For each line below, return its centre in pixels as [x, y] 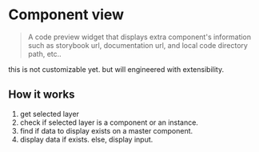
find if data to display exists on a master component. [106, 130]
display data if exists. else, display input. [86, 139]
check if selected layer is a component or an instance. [109, 122]
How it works [42, 95]
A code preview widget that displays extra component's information [139, 37]
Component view [66, 15]
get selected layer [50, 114]
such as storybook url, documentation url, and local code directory [137, 45]
